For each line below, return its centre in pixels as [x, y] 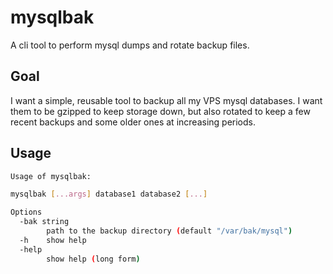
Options [26, 212]
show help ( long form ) [93, 259]
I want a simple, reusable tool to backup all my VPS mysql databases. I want [166, 100]
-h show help [53, 240]
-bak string [44, 222]
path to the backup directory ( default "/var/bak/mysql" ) [169, 231]
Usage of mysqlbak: [51, 176]
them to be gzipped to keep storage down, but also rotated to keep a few [160, 111]
